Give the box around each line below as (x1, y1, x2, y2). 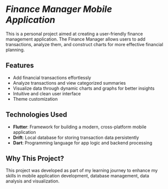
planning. (5, 47, 25, 53)
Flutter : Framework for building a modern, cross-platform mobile (12, 124, 146, 130)
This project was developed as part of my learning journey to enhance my (5, 167, 158, 173)
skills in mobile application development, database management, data (5, 173, 149, 179)
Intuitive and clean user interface (12, 90, 81, 96)
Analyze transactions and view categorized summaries (12, 80, 126, 86)
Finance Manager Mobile (5, 4, 112, 15)
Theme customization (12, 96, 58, 102)
